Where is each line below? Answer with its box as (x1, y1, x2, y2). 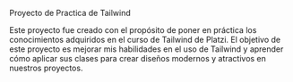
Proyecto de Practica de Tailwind (9, 8, 132, 18)
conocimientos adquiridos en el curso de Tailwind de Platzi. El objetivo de (9, 35, 280, 45)
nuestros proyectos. (9, 62, 83, 73)
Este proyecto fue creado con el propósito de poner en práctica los (9, 25, 257, 35)
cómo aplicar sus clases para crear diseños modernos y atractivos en (9, 53, 267, 63)
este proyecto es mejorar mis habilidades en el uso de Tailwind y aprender (9, 44, 284, 54)
